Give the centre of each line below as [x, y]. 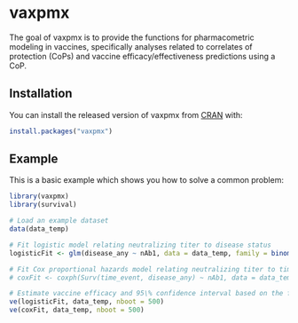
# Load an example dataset [59, 221]
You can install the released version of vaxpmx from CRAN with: [126, 114]
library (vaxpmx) [39, 197]
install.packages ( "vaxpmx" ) [61, 131]
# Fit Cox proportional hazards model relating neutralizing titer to [142, 269]
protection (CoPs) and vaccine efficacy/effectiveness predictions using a [142, 56]
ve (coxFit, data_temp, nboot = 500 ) [77, 310]
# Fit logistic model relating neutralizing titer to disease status [141, 245]
